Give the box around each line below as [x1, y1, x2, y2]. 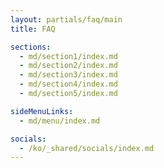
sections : [10, 42, 52, 52]
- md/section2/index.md [19, 61, 118, 71]
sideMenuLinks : [10, 106, 74, 116]
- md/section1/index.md [19, 51, 118, 61]
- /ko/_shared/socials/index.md [19, 143, 155, 153]
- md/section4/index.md [19, 79, 118, 90]
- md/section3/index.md [19, 70, 118, 80]
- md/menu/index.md [19, 116, 101, 126]
